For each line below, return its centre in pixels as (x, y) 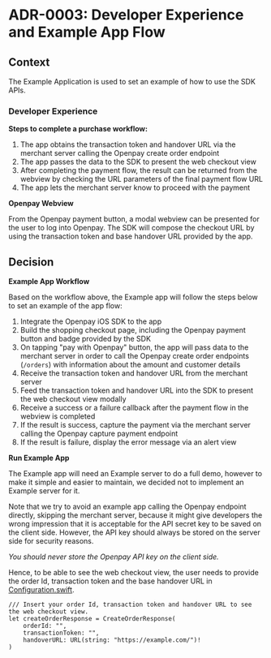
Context (29, 62)
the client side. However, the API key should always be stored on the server (135, 532)
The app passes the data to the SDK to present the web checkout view (138, 162)
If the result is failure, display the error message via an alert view (128, 442)
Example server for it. (44, 491)
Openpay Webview (41, 204)
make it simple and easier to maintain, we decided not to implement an (127, 482)
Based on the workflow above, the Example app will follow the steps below (133, 297)
